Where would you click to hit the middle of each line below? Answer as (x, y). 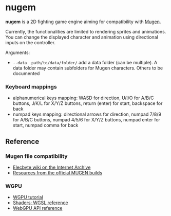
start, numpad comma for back (45, 125)
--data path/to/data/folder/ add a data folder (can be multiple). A (85, 62)
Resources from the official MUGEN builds (58, 173)
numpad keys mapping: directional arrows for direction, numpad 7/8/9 (87, 114)
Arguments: (18, 52)
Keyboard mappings (31, 86)
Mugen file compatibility (36, 156)
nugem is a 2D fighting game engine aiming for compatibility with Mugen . (83, 22)
